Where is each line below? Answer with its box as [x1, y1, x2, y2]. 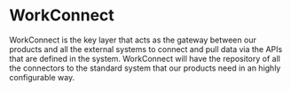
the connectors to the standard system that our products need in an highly [9, 63, 281, 73]
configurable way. [9, 72, 75, 82]
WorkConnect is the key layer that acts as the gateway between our [9, 34, 257, 45]
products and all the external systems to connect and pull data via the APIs [9, 43, 283, 54]
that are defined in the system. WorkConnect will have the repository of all [9, 53, 281, 64]
